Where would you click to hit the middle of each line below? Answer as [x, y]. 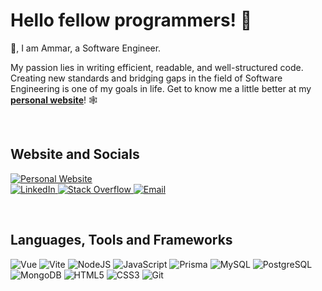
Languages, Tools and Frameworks [121, 240]
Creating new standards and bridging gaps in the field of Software [146, 78]
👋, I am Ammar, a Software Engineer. [86, 48]
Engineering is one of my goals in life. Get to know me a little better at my [161, 88]
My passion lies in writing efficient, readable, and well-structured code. [157, 67]
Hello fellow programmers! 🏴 [131, 20]
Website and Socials [75, 154]
